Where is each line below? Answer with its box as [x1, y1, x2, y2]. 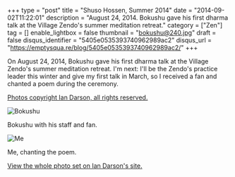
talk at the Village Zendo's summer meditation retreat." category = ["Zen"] [7, 21, 223, 29]
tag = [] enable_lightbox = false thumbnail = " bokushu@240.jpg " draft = [7, 28, 217, 37]
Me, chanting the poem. [7, 148, 77, 156]
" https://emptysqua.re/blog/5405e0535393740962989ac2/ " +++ [7, 44, 198, 51]
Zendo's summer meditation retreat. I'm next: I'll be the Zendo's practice [7, 65, 218, 73]
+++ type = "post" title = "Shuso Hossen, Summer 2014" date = [7, 6, 193, 14]
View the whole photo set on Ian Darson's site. [7, 161, 143, 170]
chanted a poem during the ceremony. [7, 80, 119, 87]
